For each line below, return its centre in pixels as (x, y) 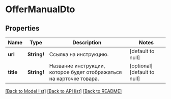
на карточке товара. (74, 79)
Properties (22, 28)
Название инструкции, (77, 66)
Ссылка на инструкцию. (79, 54)
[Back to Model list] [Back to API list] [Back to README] (64, 91)
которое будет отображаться (85, 72)
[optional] (141, 66)
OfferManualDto (40, 9)
